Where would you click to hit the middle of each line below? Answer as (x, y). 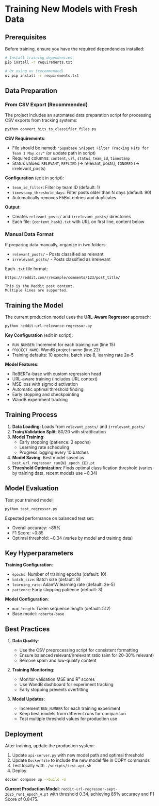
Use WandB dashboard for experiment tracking (66, 685)
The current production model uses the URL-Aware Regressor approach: (78, 317)
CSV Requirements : (25, 138)
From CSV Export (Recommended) (47, 104)
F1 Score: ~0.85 (28, 532)
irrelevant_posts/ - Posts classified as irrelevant (61, 259)
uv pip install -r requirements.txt (42, 76)
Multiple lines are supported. (37, 291)
